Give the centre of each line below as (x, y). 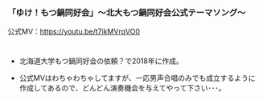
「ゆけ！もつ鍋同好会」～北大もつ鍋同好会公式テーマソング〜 (127, 12)
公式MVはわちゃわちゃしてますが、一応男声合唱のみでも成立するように (137, 78)
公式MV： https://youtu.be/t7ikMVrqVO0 (74, 32)
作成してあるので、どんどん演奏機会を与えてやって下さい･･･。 (122, 88)
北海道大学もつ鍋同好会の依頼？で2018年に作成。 (101, 61)
